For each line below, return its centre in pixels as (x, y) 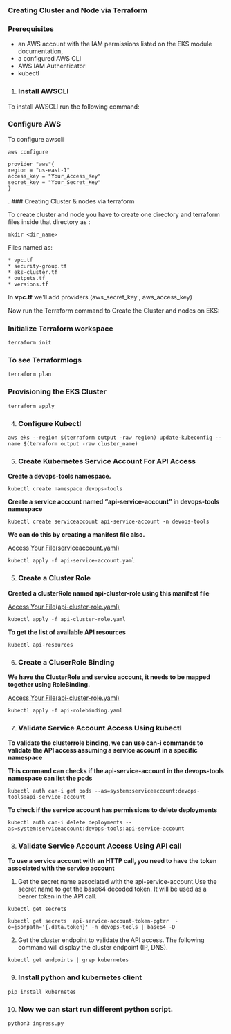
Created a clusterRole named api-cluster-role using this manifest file (109, 593)
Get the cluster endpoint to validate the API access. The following (111, 940)
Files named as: (30, 247)
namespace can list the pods (50, 778)
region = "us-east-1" (39, 170)
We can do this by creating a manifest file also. (76, 535)
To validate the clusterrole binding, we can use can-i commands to (105, 743)
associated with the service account (61, 868)
